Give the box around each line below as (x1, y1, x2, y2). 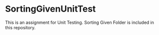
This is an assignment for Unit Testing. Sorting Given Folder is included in (5, 19, 155, 25)
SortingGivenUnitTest (5, 3, 96, 15)
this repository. (5, 24, 36, 30)
